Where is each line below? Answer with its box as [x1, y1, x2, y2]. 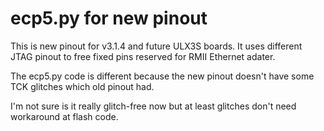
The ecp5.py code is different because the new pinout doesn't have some [10, 70, 315, 82]
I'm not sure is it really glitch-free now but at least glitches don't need [10, 100, 297, 112]
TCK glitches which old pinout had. [10, 80, 155, 92]
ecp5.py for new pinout [10, 7, 208, 30]
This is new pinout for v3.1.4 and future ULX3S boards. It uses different [10, 40, 303, 52]
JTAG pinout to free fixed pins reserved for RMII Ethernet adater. [10, 50, 276, 62]
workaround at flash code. [10, 110, 119, 122]
